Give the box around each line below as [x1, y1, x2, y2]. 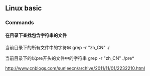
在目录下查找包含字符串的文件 [5, 32, 67, 38]
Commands [5, 19, 34, 26]
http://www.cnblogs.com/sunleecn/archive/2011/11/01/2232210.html [5, 65, 145, 71]
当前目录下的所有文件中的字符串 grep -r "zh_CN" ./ [5, 44, 110, 50]
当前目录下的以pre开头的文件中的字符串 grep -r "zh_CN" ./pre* [5, 55, 134, 61]
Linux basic [5, 4, 42, 13]
